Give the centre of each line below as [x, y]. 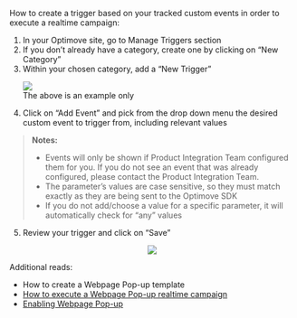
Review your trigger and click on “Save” [96, 233]
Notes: [44, 140]
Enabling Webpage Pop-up [73, 304]
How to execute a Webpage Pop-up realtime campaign [125, 294]
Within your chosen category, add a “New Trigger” [117, 69]
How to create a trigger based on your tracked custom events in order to [144, 13]
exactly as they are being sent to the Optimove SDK [141, 196]
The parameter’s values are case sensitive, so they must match [163, 186]
